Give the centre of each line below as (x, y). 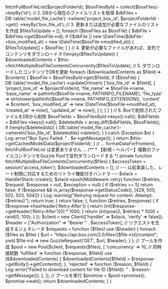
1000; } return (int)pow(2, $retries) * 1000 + (114, 211)
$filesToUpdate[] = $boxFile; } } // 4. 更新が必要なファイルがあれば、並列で (83, 48)
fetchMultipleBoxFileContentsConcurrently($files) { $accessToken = (76, 161)
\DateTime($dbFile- (123, 36)
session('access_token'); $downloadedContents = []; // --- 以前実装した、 (82, 167)
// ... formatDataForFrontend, (126, 143)
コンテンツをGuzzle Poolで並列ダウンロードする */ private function (83, 156)
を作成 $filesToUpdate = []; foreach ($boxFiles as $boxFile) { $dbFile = (78, 31)
